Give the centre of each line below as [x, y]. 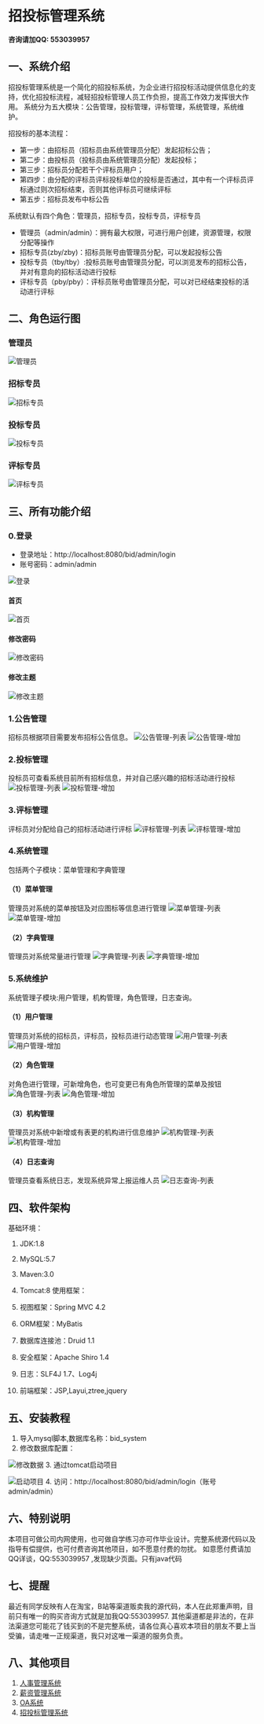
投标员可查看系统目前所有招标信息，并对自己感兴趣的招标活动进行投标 [122, 778]
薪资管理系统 [40, 1693]
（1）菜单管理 [31, 889]
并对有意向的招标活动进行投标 [68, 271]
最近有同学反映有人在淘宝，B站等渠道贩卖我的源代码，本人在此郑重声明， [128, 1606]
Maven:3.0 [37, 1274]
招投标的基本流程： [39, 133]
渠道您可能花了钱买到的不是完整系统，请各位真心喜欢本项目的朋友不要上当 [135, 1626]
